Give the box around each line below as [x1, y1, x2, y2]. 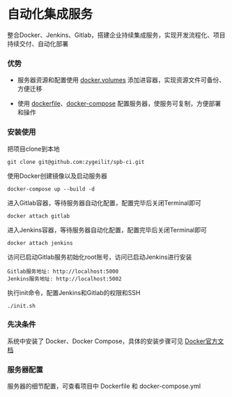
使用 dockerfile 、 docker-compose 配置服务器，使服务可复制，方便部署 [17, 99, 222, 108]
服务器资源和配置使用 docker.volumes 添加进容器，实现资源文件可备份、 [17, 76, 226, 84]
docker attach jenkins [7, 239, 73, 246]
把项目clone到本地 [7, 144, 61, 153]
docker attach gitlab [7, 212, 70, 220]
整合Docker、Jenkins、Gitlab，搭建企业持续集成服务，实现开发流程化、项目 [7, 31, 226, 39]
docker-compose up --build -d [7, 186, 95, 193]
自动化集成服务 [7, 6, 93, 22]
